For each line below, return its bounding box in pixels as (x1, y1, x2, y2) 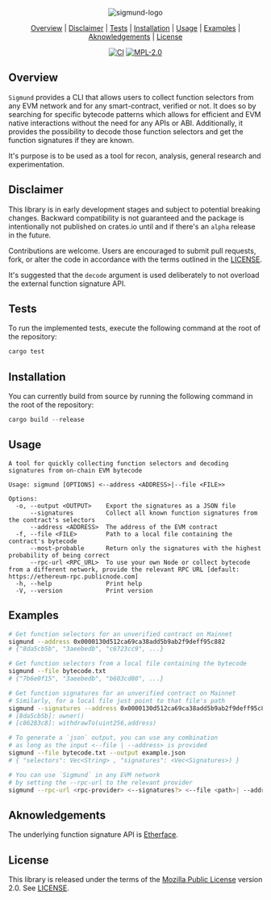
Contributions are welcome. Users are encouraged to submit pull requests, (8, 246, 256, 255)
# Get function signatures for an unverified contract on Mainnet (8, 689, 236, 697)
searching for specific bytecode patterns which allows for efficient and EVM (8, 109, 261, 119)
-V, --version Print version (15, 587, 153, 595)
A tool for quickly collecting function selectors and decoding (8, 459, 229, 468)
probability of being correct (8, 551, 110, 559)
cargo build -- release (8, 416, 85, 424)
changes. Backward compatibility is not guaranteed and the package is (8, 212, 244, 222)
